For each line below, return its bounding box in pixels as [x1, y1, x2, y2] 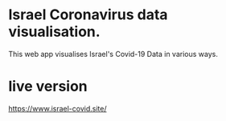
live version [8, 78, 88, 95]
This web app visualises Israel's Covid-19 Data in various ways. [8, 49, 219, 58]
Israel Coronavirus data [8, 6, 168, 24]
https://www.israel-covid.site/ [8, 103, 107, 113]
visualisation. [8, 22, 101, 41]
